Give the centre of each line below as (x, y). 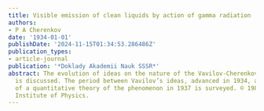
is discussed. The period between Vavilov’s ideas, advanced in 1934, (133, 81)
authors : (22, 23)
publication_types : (40, 52)
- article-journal (38, 59)
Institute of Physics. (52, 95)
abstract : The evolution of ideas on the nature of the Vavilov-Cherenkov (133, 73)
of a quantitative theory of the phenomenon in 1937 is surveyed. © (130, 88)
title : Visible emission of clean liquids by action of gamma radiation (130, 15)
